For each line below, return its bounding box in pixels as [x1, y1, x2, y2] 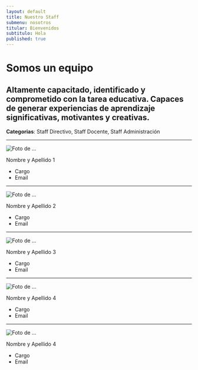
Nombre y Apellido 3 [6, 249, 56, 255]
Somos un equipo [6, 61, 94, 75]
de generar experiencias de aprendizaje [6, 103, 156, 113]
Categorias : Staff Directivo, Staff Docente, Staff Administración [6, 128, 160, 135]
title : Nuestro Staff [6, 14, 60, 20]
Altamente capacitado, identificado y [6, 85, 146, 95]
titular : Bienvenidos [6, 25, 60, 31]
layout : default [6, 8, 46, 15]
